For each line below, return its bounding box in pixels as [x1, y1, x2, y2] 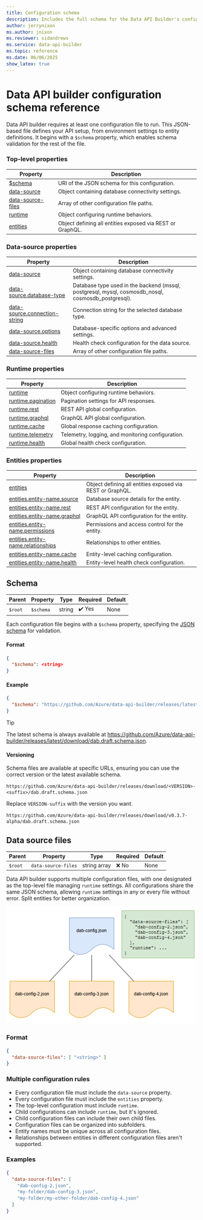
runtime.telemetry [8, 431, 53, 439]
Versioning [6, 751, 34, 758]
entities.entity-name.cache [8, 550, 77, 557]
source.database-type [8, 291, 65, 299]
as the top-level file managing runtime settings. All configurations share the [6, 882, 194, 889]
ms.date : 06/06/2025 [6, 55, 59, 61]
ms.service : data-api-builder [6, 42, 83, 48]
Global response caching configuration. [60, 422, 159, 429]
